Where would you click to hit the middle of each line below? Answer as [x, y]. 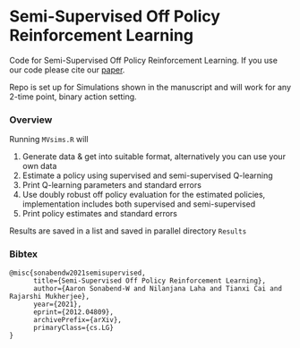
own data [39, 166]
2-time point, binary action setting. [73, 97]
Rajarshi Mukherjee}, [50, 296]
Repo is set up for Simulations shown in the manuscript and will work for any [150, 87]
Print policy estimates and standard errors [99, 214]
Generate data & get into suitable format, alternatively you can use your [154, 157]
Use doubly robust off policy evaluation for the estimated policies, [144, 195]
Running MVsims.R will [49, 140]
